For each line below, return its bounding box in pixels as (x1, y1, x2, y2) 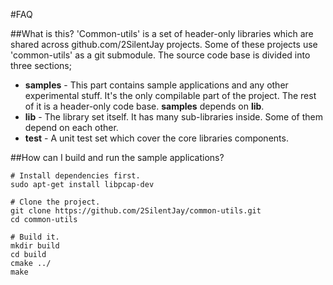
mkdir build (10, 241, 60, 251)
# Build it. (10, 232, 60, 242)
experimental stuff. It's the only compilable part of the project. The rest (24, 90, 317, 101)
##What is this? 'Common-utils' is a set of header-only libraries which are (10, 28, 314, 39)
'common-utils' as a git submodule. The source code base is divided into (10, 49, 311, 61)
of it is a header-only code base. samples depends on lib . (24, 100, 265, 112)
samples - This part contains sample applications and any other (24, 79, 289, 91)
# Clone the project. (10, 197, 101, 207)
